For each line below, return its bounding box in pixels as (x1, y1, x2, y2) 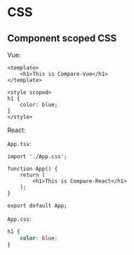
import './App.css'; (7, 153, 68, 160)
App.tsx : (7, 140, 32, 148)
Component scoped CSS (7, 32, 117, 44)
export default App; (7, 202, 68, 209)
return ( (20, 171, 46, 178)
